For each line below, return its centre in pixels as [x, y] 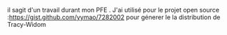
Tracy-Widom [27, 24]
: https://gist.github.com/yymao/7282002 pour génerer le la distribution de [114, 17]
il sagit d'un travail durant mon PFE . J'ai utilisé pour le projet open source [113, 10]
